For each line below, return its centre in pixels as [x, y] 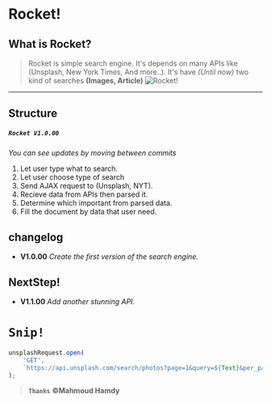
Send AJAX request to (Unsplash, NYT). [86, 186]
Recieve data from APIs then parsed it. [84, 194]
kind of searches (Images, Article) [85, 81]
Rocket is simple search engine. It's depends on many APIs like [133, 63]
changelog [36, 237]
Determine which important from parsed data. [96, 203]
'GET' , [34, 360]
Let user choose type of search [72, 177]
